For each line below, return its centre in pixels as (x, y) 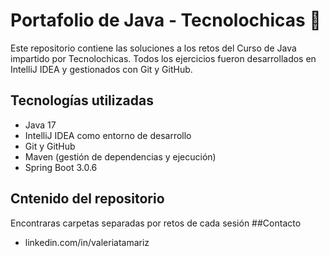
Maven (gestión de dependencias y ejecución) (120, 156)
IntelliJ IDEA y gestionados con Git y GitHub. (101, 69)
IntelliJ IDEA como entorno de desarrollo (108, 135)
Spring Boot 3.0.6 (61, 167)
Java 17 (40, 125)
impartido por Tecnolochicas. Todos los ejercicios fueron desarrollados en (163, 58)
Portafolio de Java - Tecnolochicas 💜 (166, 20)
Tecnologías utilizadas (82, 100)
